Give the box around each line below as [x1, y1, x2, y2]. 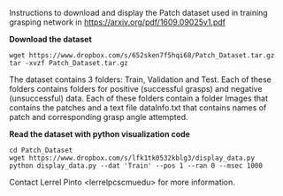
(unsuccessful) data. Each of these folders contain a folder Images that [9, 93, 268, 103]
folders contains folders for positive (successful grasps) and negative [9, 84, 263, 94]
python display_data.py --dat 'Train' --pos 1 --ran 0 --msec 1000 [9, 162, 264, 170]
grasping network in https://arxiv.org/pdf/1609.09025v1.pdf [9, 17, 226, 27]
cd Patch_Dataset [9, 146, 73, 155]
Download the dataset [9, 34, 93, 44]
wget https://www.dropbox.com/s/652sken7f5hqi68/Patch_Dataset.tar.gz [9, 51, 275, 60]
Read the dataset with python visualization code [9, 129, 190, 139]
